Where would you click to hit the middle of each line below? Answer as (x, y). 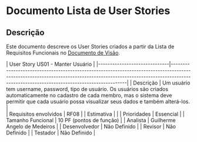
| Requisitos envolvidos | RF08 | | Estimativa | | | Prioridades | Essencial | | (96, 114)
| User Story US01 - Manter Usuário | (51, 64)
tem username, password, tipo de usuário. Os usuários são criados (87, 89)
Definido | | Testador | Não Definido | (51, 133)
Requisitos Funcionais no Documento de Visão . (63, 53)
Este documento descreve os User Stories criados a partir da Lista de (90, 46)
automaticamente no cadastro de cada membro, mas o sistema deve (89, 95)
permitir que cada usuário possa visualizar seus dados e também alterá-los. (98, 102)
